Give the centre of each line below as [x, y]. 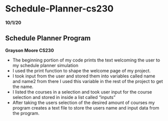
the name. [23, 86]
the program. [26, 113]
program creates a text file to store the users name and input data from [86, 107]
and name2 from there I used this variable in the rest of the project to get [88, 81]
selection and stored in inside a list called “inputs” [64, 97]
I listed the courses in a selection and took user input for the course [82, 92]
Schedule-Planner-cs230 [59, 9]
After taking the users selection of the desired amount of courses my [83, 102]
